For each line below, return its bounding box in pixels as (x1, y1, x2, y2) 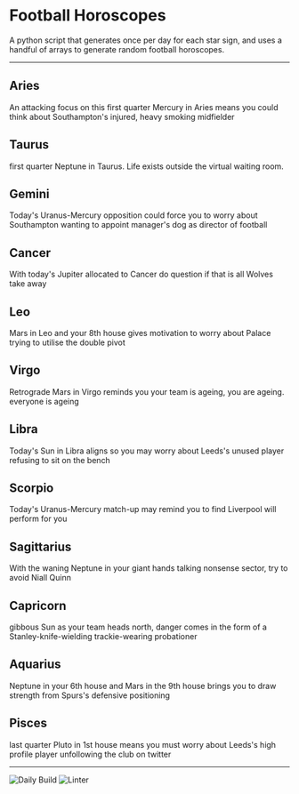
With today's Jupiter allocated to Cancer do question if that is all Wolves (9, 269, 274, 280)
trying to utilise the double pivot (9, 337, 126, 348)
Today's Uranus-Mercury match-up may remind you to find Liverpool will (9, 504, 277, 515)
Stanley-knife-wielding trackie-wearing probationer (9, 631, 198, 642)
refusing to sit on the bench (9, 454, 111, 465)
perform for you (9, 513, 68, 525)
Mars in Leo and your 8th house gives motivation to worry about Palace (9, 328, 271, 338)
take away (9, 278, 47, 289)
